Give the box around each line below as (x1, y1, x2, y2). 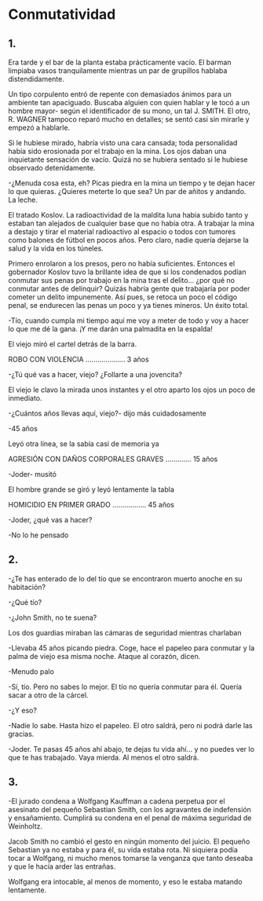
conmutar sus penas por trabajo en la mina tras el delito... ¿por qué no (8, 276, 236, 284)
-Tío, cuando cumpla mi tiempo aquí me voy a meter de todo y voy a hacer (8, 316, 249, 325)
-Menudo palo (8, 666, 55, 676)
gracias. (8, 729, 35, 738)
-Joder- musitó (8, 470, 57, 478)
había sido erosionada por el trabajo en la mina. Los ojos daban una (8, 147, 227, 156)
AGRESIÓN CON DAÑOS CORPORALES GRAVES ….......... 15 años (8, 454, 218, 463)
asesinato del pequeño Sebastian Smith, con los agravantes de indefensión (8, 804, 251, 814)
